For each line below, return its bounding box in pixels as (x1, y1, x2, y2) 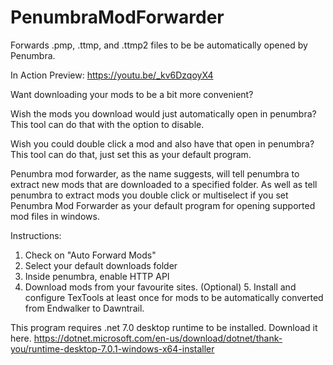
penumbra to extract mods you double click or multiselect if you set (10, 189, 289, 201)
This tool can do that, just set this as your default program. (10, 148, 252, 160)
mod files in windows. (10, 210, 100, 222)
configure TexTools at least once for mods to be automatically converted (24, 291, 324, 303)
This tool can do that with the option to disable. (10, 118, 205, 130)
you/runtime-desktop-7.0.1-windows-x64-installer (10, 342, 215, 355)
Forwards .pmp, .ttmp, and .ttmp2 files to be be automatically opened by (10, 39, 308, 51)
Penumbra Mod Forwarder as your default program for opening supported (10, 199, 316, 211)
